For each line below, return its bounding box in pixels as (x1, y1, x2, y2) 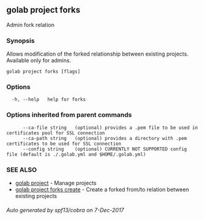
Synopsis (6, 36, 35, 45)
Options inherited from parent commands (6, 111, 133, 119)
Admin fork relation (6, 21, 55, 28)
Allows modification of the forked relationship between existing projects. (6, 50, 189, 57)
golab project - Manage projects (15, 180, 97, 186)
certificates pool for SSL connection (6, 130, 105, 136)
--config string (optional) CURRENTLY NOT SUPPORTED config (22, 146, 188, 152)
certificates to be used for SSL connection (6, 141, 122, 147)
